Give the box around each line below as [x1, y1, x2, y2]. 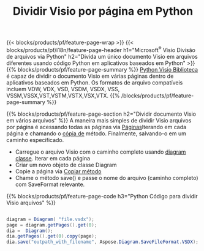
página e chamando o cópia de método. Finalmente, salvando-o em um [6, 130, 187, 137]
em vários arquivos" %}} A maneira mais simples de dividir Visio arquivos [6, 116, 192, 124]
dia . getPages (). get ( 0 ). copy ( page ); [6, 233, 97, 239]
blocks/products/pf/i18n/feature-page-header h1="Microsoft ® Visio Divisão [6, 45, 196, 53]
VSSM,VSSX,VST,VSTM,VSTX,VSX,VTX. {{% [6, 92, 121, 99]
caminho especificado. [6, 136, 64, 143]
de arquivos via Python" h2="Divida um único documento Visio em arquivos [6, 53, 198, 60]
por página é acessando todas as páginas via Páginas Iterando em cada [6, 123, 187, 130]
